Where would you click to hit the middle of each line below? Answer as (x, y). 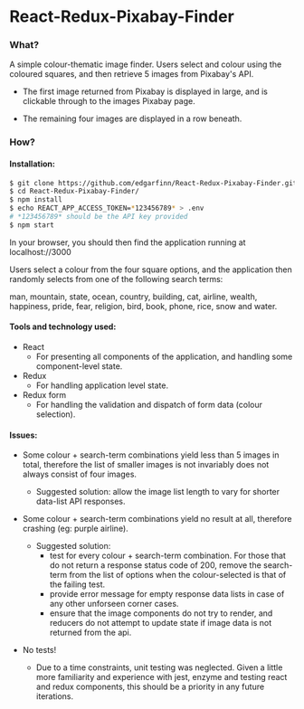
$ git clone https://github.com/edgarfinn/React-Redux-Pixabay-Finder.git (153, 183)
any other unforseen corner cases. (114, 604)
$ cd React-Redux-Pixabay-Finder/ (75, 192)
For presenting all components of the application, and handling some (164, 357)
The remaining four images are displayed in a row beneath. (132, 118)
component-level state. (79, 366)
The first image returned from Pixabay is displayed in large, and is (145, 91)
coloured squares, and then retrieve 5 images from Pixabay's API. (132, 74)
